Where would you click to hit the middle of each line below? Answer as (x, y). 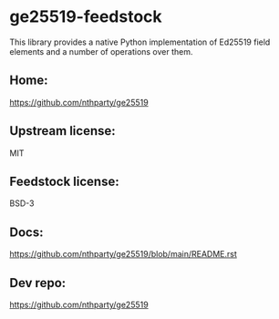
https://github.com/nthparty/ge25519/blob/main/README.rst (123, 254)
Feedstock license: (65, 181)
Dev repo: (38, 283)
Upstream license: (62, 131)
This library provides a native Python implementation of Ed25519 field (140, 42)
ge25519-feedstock (86, 17)
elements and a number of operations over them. (101, 51)
